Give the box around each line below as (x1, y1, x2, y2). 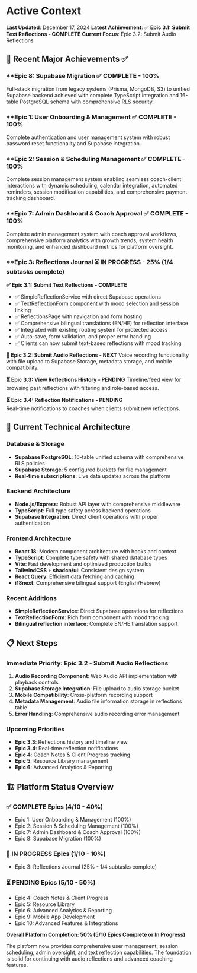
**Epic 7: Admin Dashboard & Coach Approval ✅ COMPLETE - (6, 210, 188, 218)
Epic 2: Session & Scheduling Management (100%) (14, 822, 139, 829)
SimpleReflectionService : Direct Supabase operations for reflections (14, 607, 184, 615)
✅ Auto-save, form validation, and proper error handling (14, 332, 151, 340)
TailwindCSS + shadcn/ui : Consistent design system (14, 567, 144, 574)
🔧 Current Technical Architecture (6, 422, 131, 432)
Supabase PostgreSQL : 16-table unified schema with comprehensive (14, 453, 184, 461)
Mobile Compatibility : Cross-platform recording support (14, 692, 153, 699)
